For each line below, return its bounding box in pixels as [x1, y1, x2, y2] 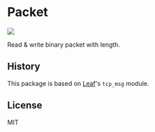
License [7, 99, 43, 112]
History [7, 61, 40, 73]
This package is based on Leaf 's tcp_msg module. [7, 79, 149, 87]
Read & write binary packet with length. [7, 40, 121, 49]
